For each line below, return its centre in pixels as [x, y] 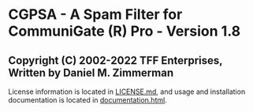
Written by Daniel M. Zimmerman [91, 73]
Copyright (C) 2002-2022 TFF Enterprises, [115, 60]
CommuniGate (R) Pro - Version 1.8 [125, 31]
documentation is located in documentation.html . [87, 100]
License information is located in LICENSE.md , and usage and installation [127, 91]
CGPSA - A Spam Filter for [95, 15]
